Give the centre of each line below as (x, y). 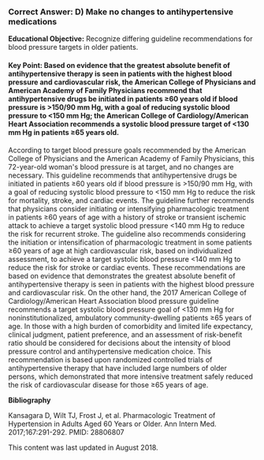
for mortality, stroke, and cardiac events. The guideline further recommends (131, 200)
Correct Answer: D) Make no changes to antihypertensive (121, 12)
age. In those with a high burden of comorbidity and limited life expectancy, (131, 326)
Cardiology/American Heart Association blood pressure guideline (113, 301)
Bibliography (30, 400)
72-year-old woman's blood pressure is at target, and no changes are (121, 166)
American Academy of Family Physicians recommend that (105, 90)
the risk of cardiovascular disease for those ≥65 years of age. (108, 384)
